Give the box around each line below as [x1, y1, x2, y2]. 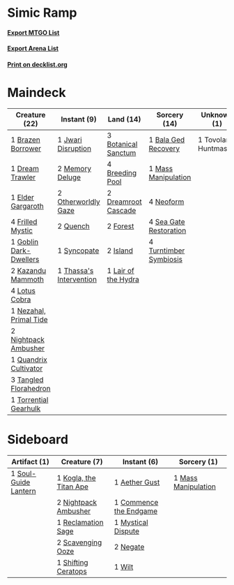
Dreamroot [107, 197, 142, 207]
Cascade [107, 205, 136, 215]
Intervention [57, 274, 97, 284]
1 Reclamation [56, 517, 104, 527]
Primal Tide [10, 314, 48, 324]
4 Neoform [148, 197, 185, 207]
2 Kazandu [10, 265, 47, 275]
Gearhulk [10, 403, 41, 413]
